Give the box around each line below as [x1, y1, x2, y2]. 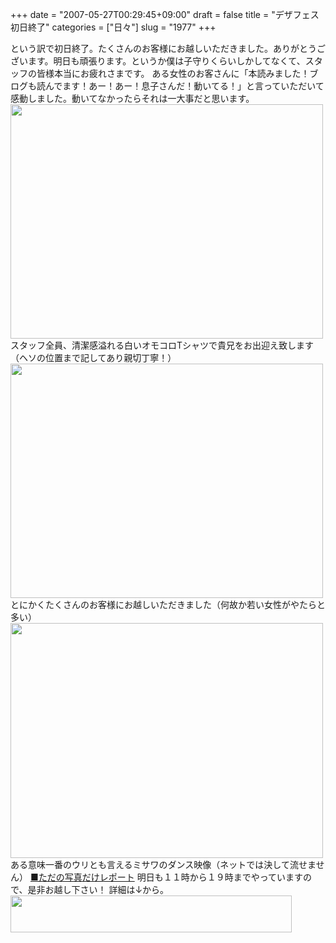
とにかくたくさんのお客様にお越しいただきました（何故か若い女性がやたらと [10, 599, 326, 610]
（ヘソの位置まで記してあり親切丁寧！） [10, 352, 177, 363]
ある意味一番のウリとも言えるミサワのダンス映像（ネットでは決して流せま [10, 859, 317, 870]
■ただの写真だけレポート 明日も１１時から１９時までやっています [29, 871, 303, 883]
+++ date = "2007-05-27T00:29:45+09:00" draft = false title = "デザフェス [10, 9, 320, 20]
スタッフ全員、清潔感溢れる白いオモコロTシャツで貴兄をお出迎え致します [10, 339, 315, 351]
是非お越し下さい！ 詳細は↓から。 [27, 884, 170, 895]
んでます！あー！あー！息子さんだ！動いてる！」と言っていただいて [44, 80, 325, 92]
